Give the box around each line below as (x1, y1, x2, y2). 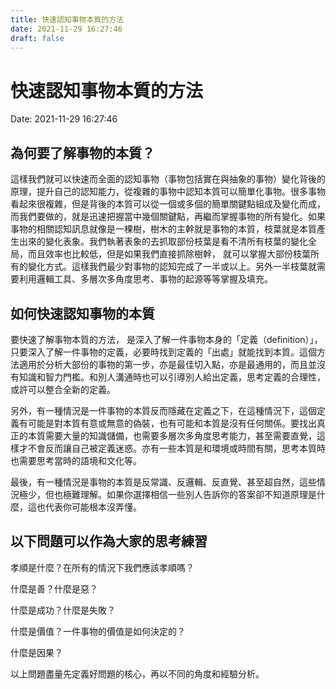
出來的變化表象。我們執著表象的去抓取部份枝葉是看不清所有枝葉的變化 (18, 236, 308, 248)
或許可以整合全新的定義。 (10, 383, 116, 395)
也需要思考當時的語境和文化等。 (10, 454, 142, 466)
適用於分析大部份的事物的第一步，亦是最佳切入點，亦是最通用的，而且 (18, 358, 308, 370)
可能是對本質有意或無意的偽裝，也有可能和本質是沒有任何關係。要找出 (27, 417, 317, 429)
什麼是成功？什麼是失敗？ (10, 604, 116, 616)
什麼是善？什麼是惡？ (10, 582, 98, 595)
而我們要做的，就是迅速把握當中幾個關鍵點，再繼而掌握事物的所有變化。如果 (10, 211, 326, 223)
